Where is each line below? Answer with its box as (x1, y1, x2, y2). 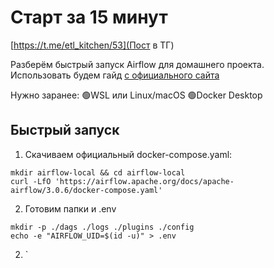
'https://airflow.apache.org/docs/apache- (54, 176, 235, 186)
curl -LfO (10, 176, 52, 186)
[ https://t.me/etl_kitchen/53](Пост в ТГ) (10, 39, 175, 51)
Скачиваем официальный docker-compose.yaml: (24, 148, 233, 160)
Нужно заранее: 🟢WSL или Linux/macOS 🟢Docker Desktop (10, 89, 263, 101)
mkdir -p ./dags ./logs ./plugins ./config (10, 222, 195, 232)
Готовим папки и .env (24, 202, 117, 215)
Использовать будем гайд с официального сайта (10, 69, 220, 81)
